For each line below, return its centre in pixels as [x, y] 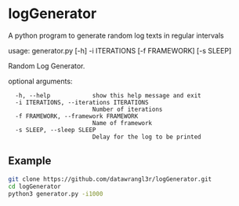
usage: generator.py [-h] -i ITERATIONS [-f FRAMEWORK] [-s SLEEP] [120, 50]
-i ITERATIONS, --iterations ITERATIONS [82, 102]
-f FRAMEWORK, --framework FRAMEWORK [77, 116]
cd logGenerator [34, 186]
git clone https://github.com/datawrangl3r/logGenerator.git [110, 179]
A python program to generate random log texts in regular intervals [116, 35]
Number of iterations [127, 109]
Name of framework [122, 123]
